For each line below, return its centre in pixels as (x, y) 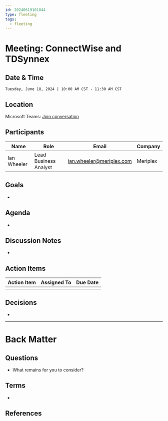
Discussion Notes (33, 241)
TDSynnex (27, 59)
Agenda (18, 213)
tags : (11, 19)
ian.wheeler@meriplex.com (100, 161)
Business (45, 161)
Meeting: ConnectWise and (63, 49)
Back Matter (31, 340)
